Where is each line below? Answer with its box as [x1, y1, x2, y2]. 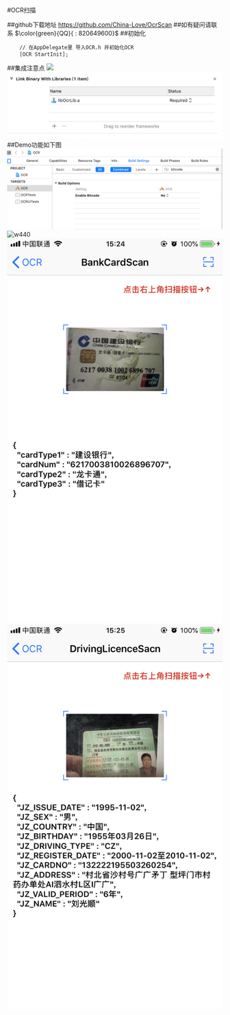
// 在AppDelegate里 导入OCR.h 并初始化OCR [19, 44, 134, 51]
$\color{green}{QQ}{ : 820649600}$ [14, 30, 119, 37]
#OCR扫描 [7, 6, 36, 14]
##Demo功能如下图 [7, 141, 62, 149]
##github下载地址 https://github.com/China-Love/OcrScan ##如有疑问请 [7, 21, 212, 29]
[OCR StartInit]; [19, 51, 69, 58]
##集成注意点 [7, 64, 45, 72]
